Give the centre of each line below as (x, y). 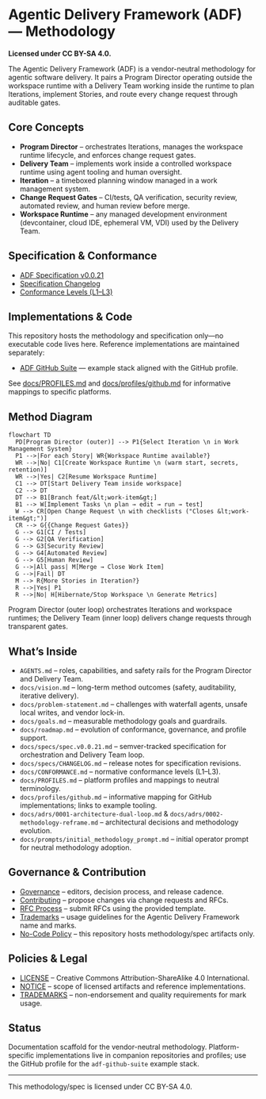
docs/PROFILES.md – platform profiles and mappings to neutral (119, 780)
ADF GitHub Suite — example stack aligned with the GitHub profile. (129, 368)
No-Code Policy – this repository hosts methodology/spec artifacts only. (137, 933)
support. (34, 738)
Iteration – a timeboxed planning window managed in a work (118, 180)
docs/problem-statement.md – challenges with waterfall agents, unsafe (133, 704)
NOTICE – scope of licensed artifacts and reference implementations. (133, 986)
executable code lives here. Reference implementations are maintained (124, 344)
